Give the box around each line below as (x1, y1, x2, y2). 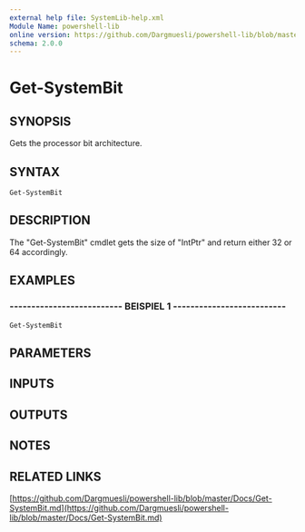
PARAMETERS (9, 345, 92, 360)
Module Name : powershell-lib (9, 22, 120, 31)
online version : (9, 30, 71, 39)
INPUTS (9, 376, 54, 391)
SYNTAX (9, 164, 61, 180)
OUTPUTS (9, 407, 68, 422)
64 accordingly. (9, 246, 68, 257)
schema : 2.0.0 (9, 38, 64, 48)
